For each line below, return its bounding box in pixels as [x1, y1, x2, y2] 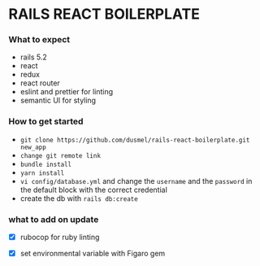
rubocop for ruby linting [19, 233, 100, 242]
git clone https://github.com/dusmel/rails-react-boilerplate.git [19, 136, 250, 144]
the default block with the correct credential [19, 185, 168, 194]
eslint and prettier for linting [19, 87, 114, 97]
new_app [19, 143, 46, 151]
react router [19, 78, 61, 88]
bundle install [19, 160, 72, 168]
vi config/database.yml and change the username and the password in [19, 176, 253, 185]
